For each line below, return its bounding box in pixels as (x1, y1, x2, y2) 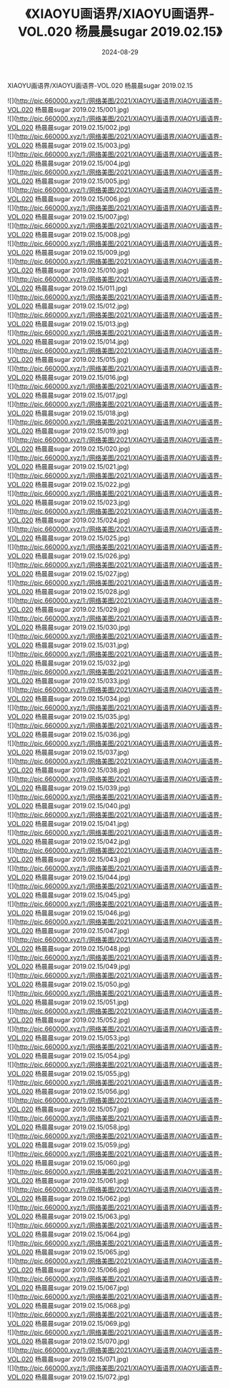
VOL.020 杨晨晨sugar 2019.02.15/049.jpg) (7, 962, 131, 970)
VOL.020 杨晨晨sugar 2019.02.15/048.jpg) (7, 944, 131, 952)
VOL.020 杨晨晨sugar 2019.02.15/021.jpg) (7, 462, 130, 471)
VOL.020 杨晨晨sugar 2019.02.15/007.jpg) (7, 212, 130, 221)
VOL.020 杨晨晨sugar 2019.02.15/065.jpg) (7, 1247, 131, 1256)
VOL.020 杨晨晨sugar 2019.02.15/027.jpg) (7, 569, 130, 578)
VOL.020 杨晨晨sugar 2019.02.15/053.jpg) (7, 1033, 131, 1042)
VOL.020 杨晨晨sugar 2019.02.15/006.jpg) (7, 194, 131, 203)
